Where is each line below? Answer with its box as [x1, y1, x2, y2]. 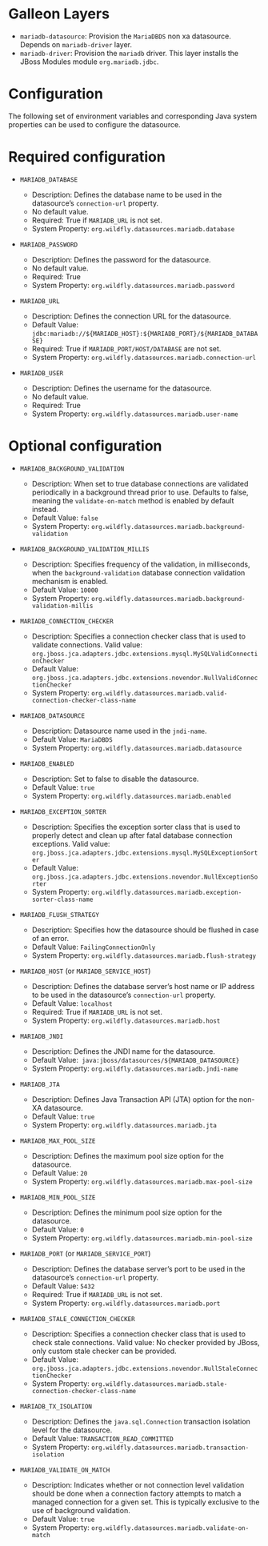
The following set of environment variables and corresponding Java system [8, 111, 258, 121]
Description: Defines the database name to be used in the [31, 190, 222, 199]
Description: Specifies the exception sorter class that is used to [31, 822, 242, 831]
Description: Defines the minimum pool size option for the [31, 1208, 222, 1217]
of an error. [31, 933, 70, 943]
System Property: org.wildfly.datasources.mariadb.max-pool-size [31, 1176, 254, 1186]
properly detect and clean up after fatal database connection [31, 830, 233, 840]
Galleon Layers [8, 5, 110, 23]
